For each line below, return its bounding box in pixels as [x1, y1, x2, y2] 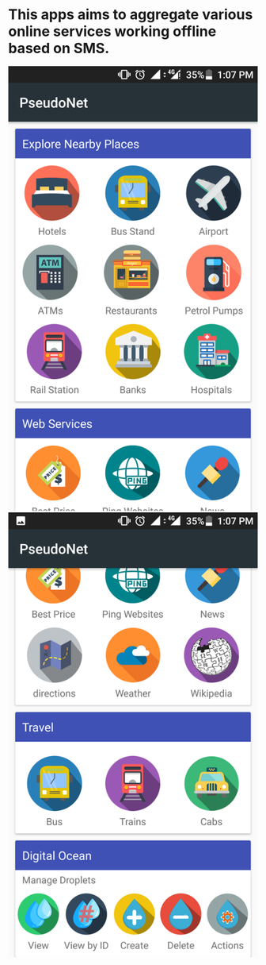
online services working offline [8, 22, 217, 41]
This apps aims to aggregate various [8, 6, 253, 24]
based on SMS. [8, 40, 110, 57]
